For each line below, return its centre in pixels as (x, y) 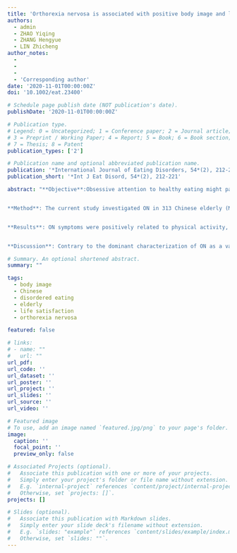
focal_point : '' (37, 448)
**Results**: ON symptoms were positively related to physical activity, (118, 227)
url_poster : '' (30, 382)
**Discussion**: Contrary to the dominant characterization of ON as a (115, 246)
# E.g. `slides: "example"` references (69, 532)
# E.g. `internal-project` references (68, 486)
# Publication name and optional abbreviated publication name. (104, 164)
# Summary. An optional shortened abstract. (74, 259)
